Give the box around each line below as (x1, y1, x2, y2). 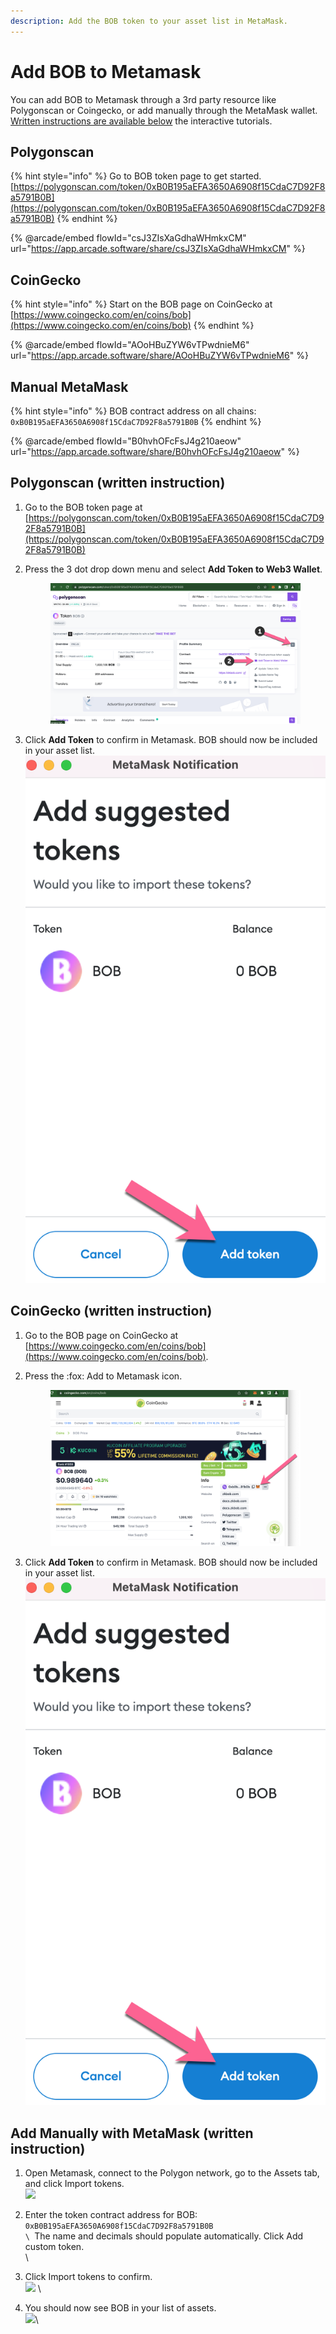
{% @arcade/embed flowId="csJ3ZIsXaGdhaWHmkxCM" (10, 232, 247, 244)
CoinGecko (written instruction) (10, 1303, 213, 1320)
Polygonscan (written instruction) (10, 475, 226, 492)
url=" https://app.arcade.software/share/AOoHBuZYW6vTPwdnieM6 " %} (10, 350, 309, 362)
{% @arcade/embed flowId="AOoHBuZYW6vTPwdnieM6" (10, 339, 250, 351)
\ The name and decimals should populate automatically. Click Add (24, 2230, 304, 2242)
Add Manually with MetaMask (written (10, 2125, 254, 2142)
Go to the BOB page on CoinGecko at (24, 1329, 179, 1341)
